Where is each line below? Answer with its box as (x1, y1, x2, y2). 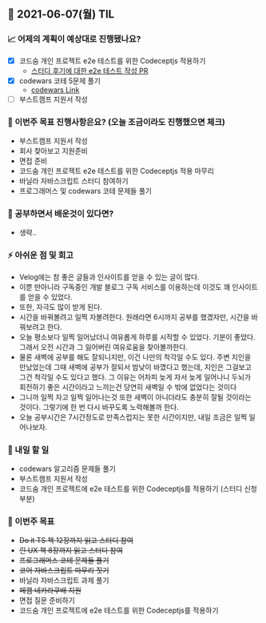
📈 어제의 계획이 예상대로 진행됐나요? (7, 34, 141, 45)
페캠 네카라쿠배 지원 (18, 585, 81, 595)
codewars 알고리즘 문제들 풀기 (18, 464, 117, 474)
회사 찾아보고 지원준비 (18, 147, 89, 156)
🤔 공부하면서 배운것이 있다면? (7, 208, 114, 219)
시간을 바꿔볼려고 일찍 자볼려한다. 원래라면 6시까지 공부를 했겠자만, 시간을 (18, 311, 250, 322)
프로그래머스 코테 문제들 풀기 (18, 556, 109, 565)
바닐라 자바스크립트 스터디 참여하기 (18, 176, 129, 186)
